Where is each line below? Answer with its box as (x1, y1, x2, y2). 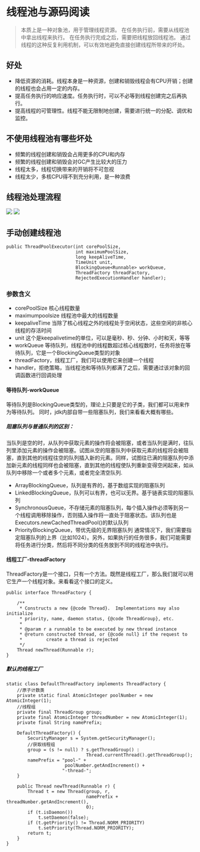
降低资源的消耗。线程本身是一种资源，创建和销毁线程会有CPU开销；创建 (14, 77, 193, 84)
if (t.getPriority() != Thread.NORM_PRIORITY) (27, 820, 145, 826)
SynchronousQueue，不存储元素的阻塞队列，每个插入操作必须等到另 (14, 504, 184, 511)
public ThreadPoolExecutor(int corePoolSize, (6, 244, 121, 250)
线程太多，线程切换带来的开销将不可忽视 (14, 165, 114, 173)
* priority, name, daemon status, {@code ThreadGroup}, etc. (19, 615, 174, 621)
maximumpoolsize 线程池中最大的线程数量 (14, 312, 118, 319)
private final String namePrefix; (17, 719, 102, 726)
